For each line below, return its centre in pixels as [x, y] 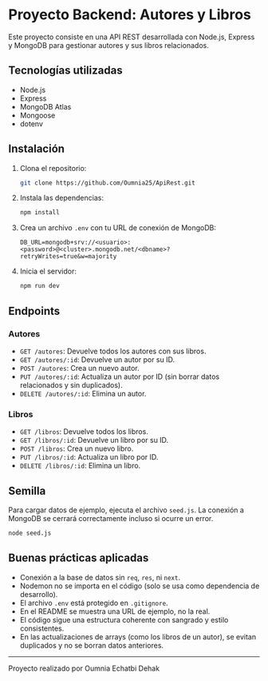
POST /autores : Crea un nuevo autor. [79, 368]
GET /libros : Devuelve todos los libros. [84, 432]
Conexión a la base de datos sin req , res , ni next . [100, 577]
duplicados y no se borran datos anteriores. [92, 645]
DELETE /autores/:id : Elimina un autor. [83, 393]
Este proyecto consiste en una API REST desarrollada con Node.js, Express [132, 37]
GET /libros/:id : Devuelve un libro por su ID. [94, 440]
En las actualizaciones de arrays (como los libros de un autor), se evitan [138, 636]
